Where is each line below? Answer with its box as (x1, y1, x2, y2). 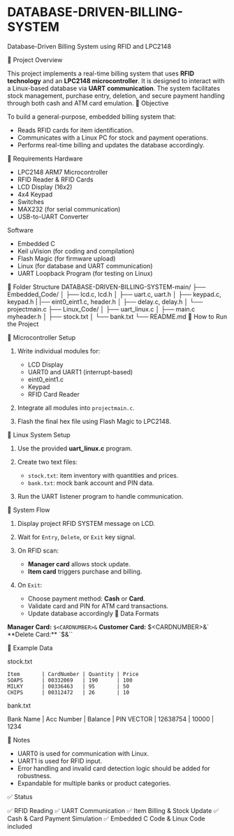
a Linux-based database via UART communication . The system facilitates (7, 84, 221, 92)
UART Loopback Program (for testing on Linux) (17, 269, 153, 277)
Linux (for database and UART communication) (17, 261, 153, 270)
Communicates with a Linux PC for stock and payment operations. (17, 133, 208, 142)
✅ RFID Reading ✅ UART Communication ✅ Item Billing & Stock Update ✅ (7, 806, 219, 814)
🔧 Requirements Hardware (7, 154, 83, 163)
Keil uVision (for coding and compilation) (17, 247, 135, 255)
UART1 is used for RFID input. (17, 756, 103, 765)
